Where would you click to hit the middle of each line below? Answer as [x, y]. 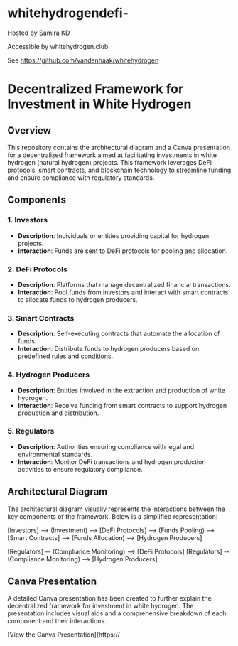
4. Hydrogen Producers [49, 375]
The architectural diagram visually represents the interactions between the [117, 509]
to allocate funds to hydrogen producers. [77, 299]
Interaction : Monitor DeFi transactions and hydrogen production [112, 462]
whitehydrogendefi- [68, 13]
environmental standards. [55, 454]
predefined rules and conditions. [65, 356]
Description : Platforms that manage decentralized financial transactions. [124, 284]
